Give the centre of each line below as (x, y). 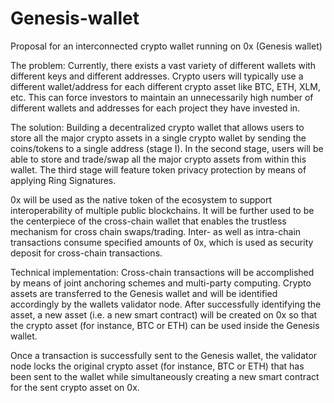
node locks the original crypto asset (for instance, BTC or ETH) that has (157, 366)
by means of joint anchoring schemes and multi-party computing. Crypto (161, 283)
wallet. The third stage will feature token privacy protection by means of (158, 169)
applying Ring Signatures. (63, 180)
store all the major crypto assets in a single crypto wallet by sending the (158, 138)
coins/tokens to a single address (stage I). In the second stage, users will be (167, 148)
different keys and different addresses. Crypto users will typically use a (157, 76)
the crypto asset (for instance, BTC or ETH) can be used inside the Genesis (165, 325)
